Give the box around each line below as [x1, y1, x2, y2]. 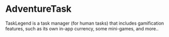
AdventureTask [5, 3, 72, 15]
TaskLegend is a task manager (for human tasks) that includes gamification [5, 20, 164, 26]
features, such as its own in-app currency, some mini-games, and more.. [5, 25, 159, 31]
